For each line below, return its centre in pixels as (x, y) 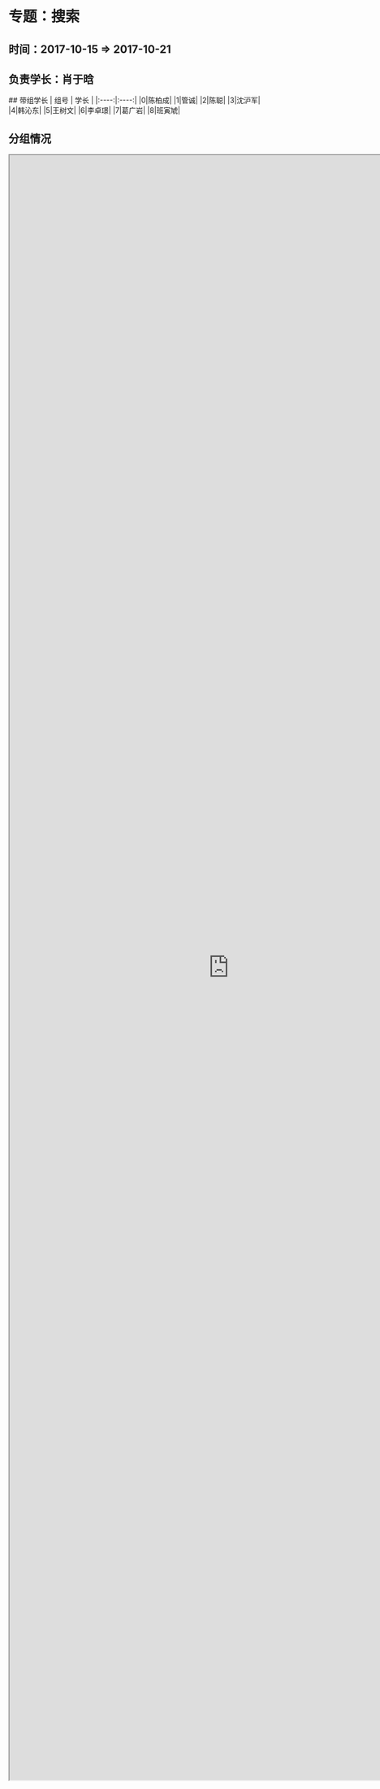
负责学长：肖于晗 (51, 79)
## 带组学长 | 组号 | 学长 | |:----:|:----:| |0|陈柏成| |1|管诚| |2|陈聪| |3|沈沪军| (135, 100)
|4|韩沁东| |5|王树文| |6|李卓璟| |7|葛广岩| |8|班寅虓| (95, 110)
